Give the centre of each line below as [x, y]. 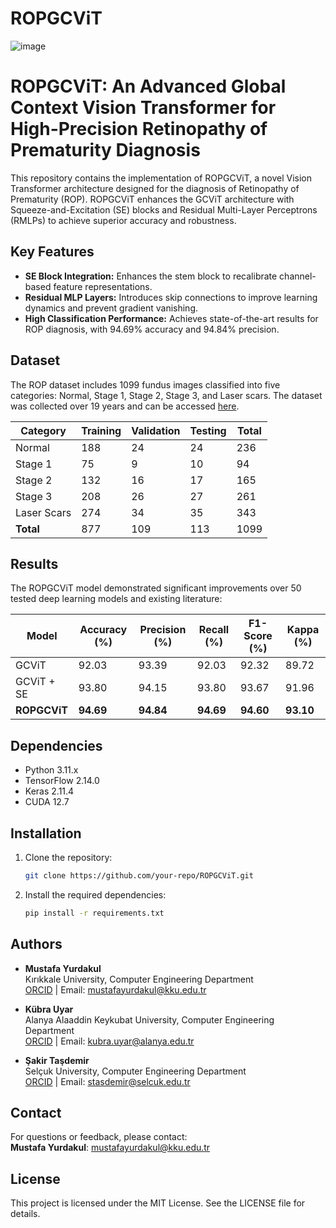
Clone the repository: [68, 857]
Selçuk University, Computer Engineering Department [135, 1071]
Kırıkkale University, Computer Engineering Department [139, 979]
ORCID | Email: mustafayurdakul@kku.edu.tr [115, 989]
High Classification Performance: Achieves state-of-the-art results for [171, 318]
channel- [298, 276]
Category [43, 430]
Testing [208, 430]
